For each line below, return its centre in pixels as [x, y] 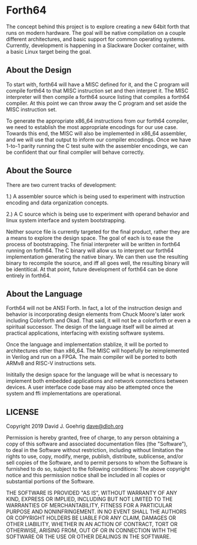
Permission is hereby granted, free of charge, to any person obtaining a [93, 438]
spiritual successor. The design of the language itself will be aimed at [90, 327]
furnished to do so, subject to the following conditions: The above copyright [98, 469]
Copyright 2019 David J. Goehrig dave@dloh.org [65, 426]
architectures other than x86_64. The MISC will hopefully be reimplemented [98, 351]
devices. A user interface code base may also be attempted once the [90, 387]
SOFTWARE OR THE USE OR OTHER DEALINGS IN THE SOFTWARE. [89, 537]
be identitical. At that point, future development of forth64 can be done [92, 269]
